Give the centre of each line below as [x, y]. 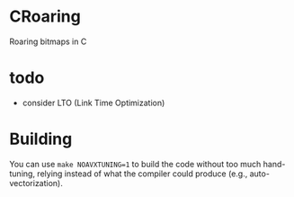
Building [41, 139]
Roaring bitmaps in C [48, 41]
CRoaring [45, 17]
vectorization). [36, 183]
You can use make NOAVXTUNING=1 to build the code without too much [135, 164]
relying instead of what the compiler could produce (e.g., [143, 174]
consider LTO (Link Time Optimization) [94, 103]
